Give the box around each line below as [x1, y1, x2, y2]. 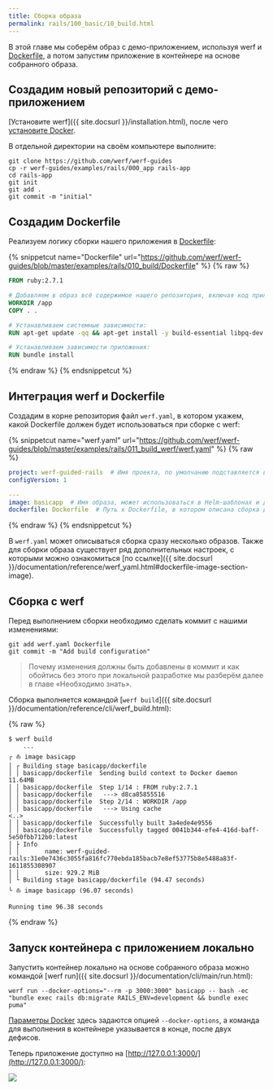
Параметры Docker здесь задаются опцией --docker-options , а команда [8, 1015, 260, 1025]
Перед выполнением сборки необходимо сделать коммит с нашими [8, 616, 248, 626]
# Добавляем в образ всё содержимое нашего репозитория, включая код [8, 291, 249, 300]
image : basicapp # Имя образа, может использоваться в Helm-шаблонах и [8, 498, 260, 506]
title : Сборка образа [8, 11, 82, 20]
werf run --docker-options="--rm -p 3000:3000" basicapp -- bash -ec [8, 987, 249, 995]
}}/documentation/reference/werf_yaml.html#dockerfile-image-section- [8, 563, 249, 572]
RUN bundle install [8, 351, 75, 359]
